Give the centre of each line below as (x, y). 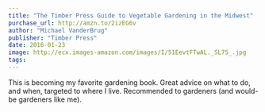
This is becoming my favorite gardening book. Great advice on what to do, (130, 82)
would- (247, 91)
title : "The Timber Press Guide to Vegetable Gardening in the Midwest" (131, 15)
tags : (17, 60)
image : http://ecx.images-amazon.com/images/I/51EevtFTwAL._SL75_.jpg (127, 52)
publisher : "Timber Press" (53, 38)
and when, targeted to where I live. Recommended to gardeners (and (121, 91)
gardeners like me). (50, 99)
